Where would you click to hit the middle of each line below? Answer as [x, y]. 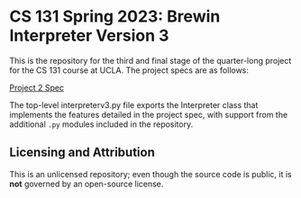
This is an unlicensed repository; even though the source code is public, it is [150, 174]
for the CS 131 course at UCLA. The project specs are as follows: [129, 70]
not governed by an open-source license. [87, 184]
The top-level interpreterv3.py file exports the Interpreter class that [134, 104]
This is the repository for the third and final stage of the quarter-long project [150, 60]
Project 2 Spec [37, 87]
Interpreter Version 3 [89, 36]
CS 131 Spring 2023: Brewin [115, 17]
